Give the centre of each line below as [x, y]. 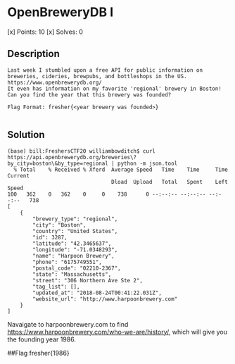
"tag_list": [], [56, 287]
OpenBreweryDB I [61, 12]
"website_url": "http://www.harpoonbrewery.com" [105, 299]
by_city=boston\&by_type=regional [58, 163]
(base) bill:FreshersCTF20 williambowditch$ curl [82, 151]
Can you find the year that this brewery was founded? [89, 95]
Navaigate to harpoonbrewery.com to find [68, 324]
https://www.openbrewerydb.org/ [55, 82]
